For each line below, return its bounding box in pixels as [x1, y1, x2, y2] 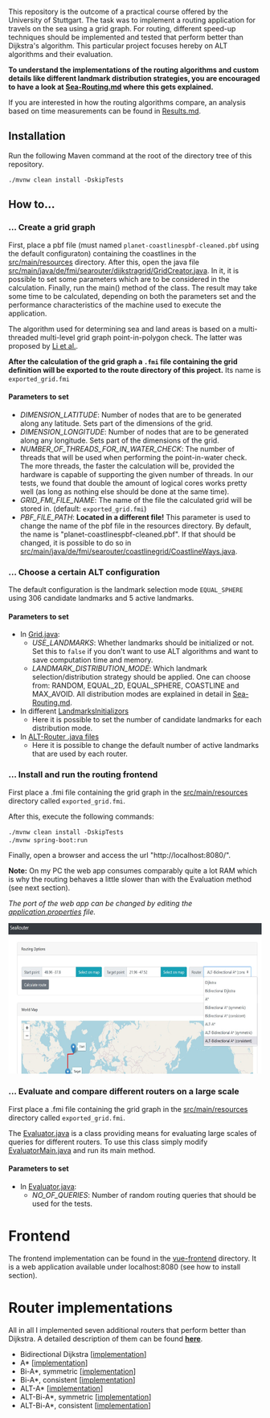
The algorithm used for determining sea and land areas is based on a [8, 324, 237, 333]
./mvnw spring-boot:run [8, 836, 88, 844]
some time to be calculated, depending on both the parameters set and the [8, 291, 256, 300]
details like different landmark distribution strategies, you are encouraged [8, 74, 260, 83]
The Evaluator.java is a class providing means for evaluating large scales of [8, 1128, 257, 1138]
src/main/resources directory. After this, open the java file [8, 257, 199, 267]
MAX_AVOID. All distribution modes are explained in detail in [31, 689, 231, 699]
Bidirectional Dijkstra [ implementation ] [19, 1349, 147, 1359]
